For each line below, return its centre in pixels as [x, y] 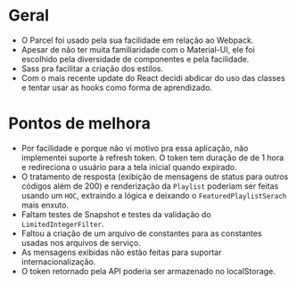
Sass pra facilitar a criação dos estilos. [92, 69]
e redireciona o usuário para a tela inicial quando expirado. [129, 167]
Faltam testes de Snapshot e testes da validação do [116, 214]
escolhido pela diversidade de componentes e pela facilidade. [135, 59]
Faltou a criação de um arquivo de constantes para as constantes [141, 233]
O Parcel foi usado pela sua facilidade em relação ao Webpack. [137, 40]
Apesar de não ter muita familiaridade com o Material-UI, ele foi [138, 49]
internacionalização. [58, 261]
